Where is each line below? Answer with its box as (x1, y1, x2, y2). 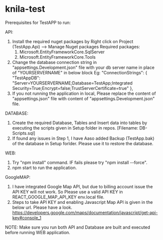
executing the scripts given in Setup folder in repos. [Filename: (12, 125, 139, 131)
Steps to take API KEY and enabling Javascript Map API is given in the (12, 199, 153, 205)
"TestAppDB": (12, 75, 41, 81)
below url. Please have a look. (12, 204, 72, 210)
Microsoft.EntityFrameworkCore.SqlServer (19, 49, 105, 55)
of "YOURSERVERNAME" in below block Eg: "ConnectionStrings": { (12, 69, 147, 75)
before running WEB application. (5, 229, 71, 235)
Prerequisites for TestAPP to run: (5, 20, 71, 25)
